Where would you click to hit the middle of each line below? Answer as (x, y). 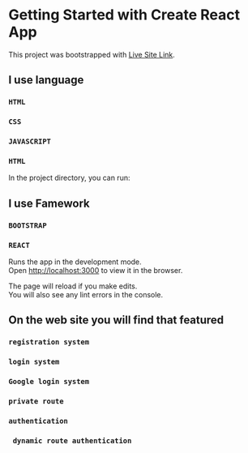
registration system (49, 342)
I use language (46, 80)
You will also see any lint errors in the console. (86, 295)
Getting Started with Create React (124, 15)
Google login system (49, 382)
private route (36, 402)
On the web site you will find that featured (116, 321)
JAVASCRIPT (30, 142)
